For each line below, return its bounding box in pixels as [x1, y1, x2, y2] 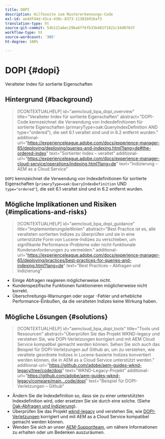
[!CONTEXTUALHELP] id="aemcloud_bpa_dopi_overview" [17, 108, 135, 114]
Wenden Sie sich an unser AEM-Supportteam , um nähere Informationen [12, 424, 158, 430]
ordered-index [17, 150, 47, 156]
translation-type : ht [5, 21, 50, 26]
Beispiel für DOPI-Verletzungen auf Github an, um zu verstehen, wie [17, 346, 155, 352]
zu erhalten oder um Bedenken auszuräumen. [12, 429, 105, 436]
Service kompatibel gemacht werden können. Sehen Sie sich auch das [17, 342, 160, 347]
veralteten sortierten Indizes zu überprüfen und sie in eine [17, 231, 135, 237]
